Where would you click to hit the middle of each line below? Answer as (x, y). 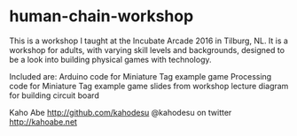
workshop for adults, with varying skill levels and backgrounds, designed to (147, 49)
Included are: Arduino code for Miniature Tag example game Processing (141, 76)
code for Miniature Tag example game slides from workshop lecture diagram (149, 86)
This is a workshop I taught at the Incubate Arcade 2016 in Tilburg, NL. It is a (148, 41)
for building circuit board (54, 95)
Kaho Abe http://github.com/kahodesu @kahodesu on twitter (121, 112)
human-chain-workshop (102, 16)
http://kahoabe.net (43, 122)
